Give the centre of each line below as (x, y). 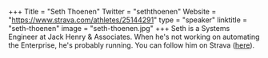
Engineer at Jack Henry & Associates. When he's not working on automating (134, 37)
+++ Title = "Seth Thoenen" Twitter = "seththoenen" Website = (112, 12)
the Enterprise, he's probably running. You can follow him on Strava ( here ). (132, 45)
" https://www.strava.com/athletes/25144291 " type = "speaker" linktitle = (128, 20)
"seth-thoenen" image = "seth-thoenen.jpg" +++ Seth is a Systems (119, 28)
